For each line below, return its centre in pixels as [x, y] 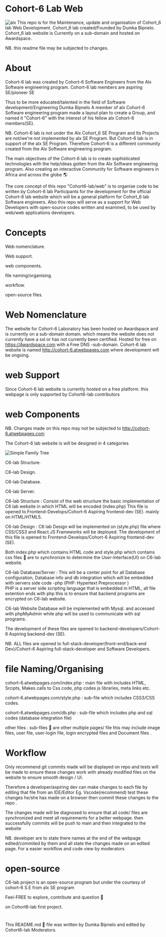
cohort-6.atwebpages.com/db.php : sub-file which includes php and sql [79, 712]
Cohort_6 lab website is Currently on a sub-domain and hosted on [73, 33]
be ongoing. [17, 355]
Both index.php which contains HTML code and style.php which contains [80, 552]
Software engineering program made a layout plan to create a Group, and [80, 113]
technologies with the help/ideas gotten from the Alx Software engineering [82, 164]
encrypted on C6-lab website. [36, 598]
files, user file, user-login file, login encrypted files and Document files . [78, 733]
